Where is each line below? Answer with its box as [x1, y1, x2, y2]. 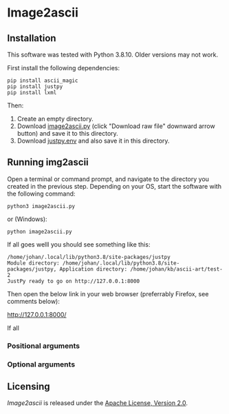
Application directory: [59, 265, 128, 273]
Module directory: [7, 260, 60, 267]
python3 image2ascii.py [7, 203, 76, 209]
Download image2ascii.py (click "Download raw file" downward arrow [17, 122, 215, 130]
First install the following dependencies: [7, 64, 120, 72]
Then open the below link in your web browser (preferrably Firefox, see [7, 289, 209, 298]
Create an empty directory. [17, 115, 94, 123]
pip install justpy [7, 83, 63, 90]
